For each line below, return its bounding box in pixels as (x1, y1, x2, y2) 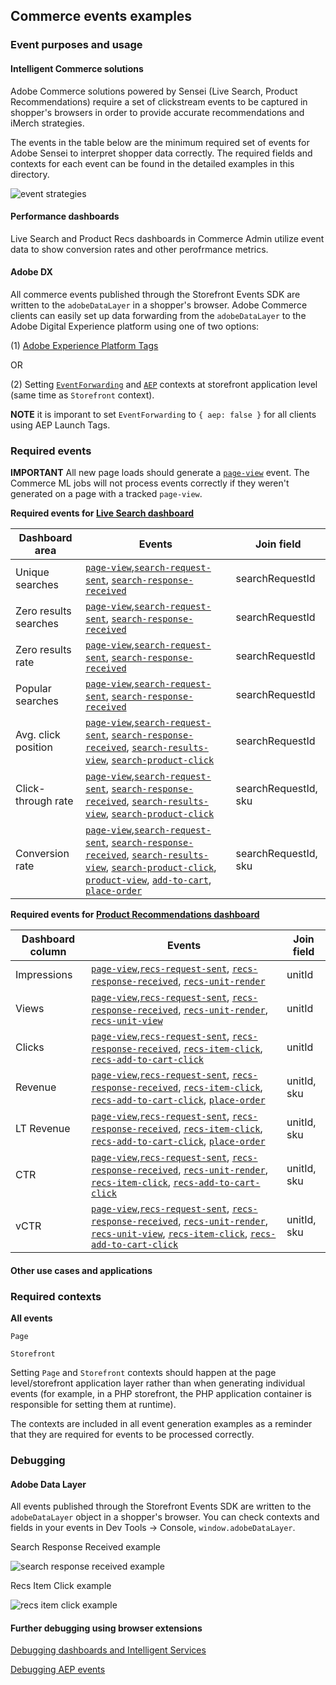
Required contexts (10, 1289, 102, 1303)
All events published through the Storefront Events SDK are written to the (10, 1500, 312, 1513)
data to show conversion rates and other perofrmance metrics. (10, 243, 269, 255)
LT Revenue (15, 1122, 71, 1136)
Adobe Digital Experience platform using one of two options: (10, 320, 260, 332)
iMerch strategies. (10, 117, 85, 129)
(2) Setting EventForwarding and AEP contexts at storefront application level (10, 378, 318, 390)
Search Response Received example (10, 1541, 162, 1553)
